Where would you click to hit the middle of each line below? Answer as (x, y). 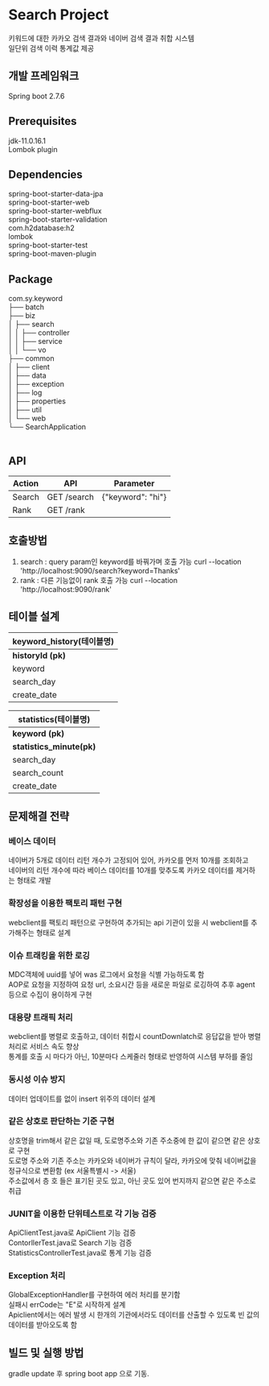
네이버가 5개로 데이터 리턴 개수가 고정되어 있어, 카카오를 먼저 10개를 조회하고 (128, 860)
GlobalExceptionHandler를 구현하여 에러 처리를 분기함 (94, 1295)
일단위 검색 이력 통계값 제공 (51, 48)
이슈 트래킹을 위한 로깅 (49, 955)
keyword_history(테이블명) (63, 641)
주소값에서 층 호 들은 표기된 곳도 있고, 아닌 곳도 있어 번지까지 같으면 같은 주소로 (132, 1181)
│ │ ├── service (35, 341)
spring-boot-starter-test (48, 245)
